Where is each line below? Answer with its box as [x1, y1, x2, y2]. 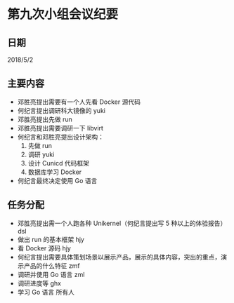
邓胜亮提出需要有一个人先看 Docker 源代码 [17, 97, 141, 106]
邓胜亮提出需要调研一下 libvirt [17, 123, 104, 132]
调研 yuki [27, 150, 55, 159]
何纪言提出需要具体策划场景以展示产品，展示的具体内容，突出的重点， [17, 252, 221, 261]
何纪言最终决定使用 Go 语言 [17, 176, 98, 184]
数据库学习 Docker [27, 168, 82, 176]
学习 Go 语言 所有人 [17, 288, 75, 296]
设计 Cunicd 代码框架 [27, 159, 90, 167]
